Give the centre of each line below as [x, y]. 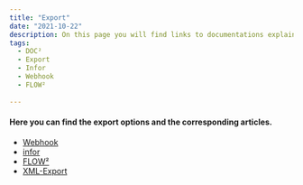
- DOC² [30, 51]
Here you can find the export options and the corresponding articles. [141, 122]
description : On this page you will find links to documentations [137, 34]
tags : [19, 43]
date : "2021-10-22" [46, 26]
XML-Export [45, 171]
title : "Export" [40, 18]
